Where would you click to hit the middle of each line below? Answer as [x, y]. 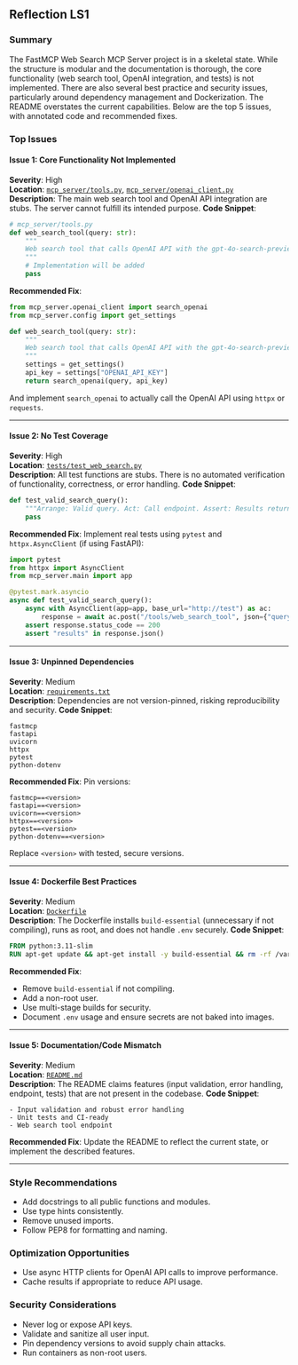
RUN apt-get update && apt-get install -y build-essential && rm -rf [141, 954]
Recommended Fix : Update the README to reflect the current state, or [139, 1141]
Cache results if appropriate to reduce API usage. [112, 1282]
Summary [31, 40]
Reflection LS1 [49, 15]
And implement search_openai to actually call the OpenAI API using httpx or [147, 398]
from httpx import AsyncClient [67, 567]
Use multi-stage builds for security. [86, 1007]
